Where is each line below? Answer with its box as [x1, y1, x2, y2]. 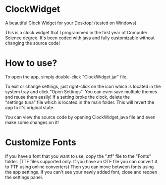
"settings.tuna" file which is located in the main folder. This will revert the [5, 99, 155, 105]
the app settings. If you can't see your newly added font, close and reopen [5, 169, 158, 175]
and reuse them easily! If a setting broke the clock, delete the [5, 94, 130, 100]
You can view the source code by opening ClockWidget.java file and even [5, 114, 156, 120]
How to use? [5, 58, 57, 69]
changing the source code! [5, 40, 60, 46]
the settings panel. [5, 174, 43, 180]
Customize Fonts [5, 137, 76, 148]
